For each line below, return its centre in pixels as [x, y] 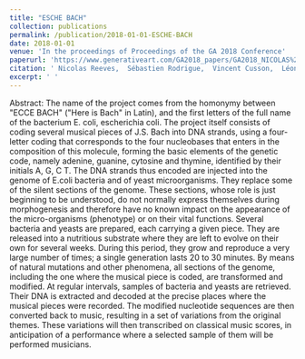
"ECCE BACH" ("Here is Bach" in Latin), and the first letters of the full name [150, 112]
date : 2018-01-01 [42, 43]
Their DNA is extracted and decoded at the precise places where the [138, 295]
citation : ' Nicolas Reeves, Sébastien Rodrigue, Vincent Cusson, [142, 69]
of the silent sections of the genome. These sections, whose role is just [143, 189]
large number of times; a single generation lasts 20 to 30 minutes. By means [152, 257]
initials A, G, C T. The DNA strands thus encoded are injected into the [138, 170]
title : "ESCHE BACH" [49, 18]
